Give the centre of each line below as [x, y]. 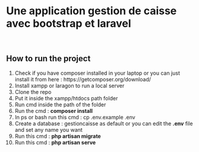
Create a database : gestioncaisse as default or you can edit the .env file [104, 123]
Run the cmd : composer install [54, 110]
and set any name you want [49, 129]
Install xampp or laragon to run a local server [70, 85]
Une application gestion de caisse [91, 11]
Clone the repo [33, 92]
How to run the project [48, 58]
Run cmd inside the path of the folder [60, 104]
